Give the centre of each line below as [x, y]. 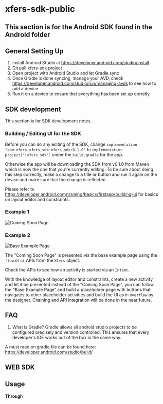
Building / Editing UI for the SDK [43, 134]
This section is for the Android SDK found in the [79, 27]
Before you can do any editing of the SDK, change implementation [71, 144]
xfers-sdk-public [40, 9]
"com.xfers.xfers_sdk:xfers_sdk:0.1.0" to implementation [64, 149]
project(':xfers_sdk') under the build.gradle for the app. [64, 154]
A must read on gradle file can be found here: [51, 346]
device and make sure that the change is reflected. [56, 179]
